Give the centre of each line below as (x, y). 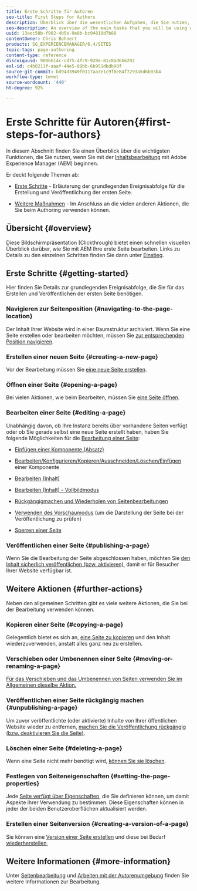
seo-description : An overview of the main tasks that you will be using (97, 28)
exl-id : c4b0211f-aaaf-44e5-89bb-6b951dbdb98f (64, 66)
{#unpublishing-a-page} (42, 708)
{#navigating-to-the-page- (133, 309)
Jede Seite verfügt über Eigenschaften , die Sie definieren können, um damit (98, 797)
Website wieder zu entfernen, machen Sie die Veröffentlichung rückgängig (96, 727)
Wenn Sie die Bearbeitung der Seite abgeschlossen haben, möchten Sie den (98, 558)
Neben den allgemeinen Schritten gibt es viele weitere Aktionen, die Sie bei (97, 603)
